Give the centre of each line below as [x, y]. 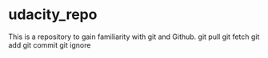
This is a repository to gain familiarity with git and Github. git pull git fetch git [134, 37]
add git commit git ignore [50, 44]
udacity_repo [53, 15]
